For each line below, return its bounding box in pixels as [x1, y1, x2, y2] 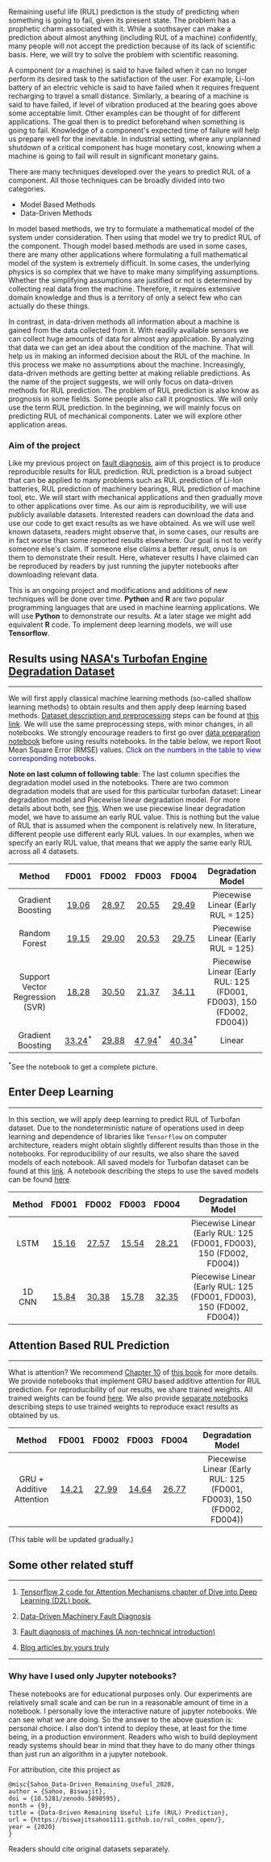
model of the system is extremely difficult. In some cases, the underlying [8, 258, 250, 267]
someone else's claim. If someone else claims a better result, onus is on [8, 544, 248, 554]
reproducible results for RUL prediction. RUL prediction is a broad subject [8, 467, 252, 477]
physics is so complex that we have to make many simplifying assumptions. [8, 267, 260, 276]
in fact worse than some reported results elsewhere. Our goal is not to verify [8, 536, 262, 545]
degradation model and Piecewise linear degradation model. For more [8, 795, 240, 805]
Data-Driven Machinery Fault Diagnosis [19, 1612, 152, 1621]
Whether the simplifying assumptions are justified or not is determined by [8, 275, 252, 285]
